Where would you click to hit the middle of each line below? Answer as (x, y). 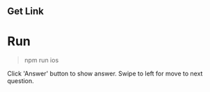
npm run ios (41, 60)
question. (21, 81)
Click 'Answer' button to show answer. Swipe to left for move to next (105, 74)
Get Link (25, 11)
